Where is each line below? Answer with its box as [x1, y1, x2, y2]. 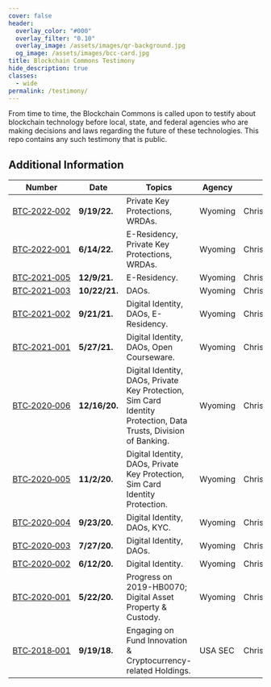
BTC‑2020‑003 [12, 540, 71, 552]
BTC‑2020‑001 [12, 592, 71, 603]
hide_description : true [8, 65, 89, 73]
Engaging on [126, 625, 175, 636]
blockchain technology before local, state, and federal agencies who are [8, 118, 248, 127]
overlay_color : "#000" [15, 27, 92, 35]
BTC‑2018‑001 [12, 645, 71, 656]
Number [25, 182, 58, 194]
